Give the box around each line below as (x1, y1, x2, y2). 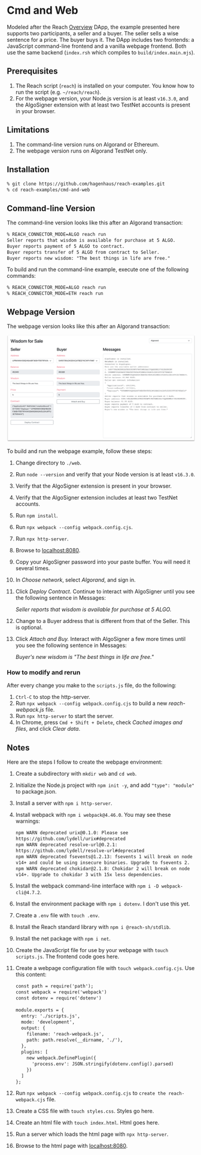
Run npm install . (15, 512, 59, 519)
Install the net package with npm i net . (15, 935, 111, 943)
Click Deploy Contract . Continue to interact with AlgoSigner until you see (15, 588, 195, 595)
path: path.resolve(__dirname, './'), (26, 1037, 123, 1043)
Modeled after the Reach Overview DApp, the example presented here (7, 23, 180, 31)
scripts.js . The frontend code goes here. (15, 953, 120, 961)
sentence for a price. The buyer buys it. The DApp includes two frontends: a (7, 36, 194, 43)
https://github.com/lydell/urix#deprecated (15, 836, 126, 842)
